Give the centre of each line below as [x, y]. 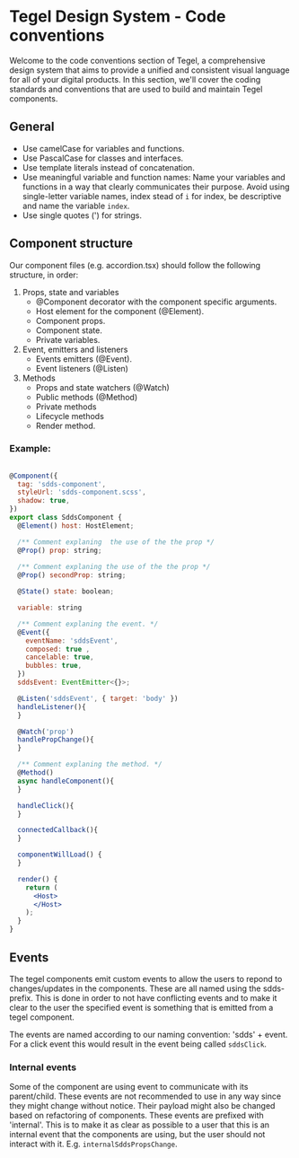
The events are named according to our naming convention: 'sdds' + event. [149, 1034]
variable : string [50, 608]
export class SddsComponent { [66, 518]
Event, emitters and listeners [75, 349]
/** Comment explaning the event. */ [88, 624]
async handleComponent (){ [66, 781]
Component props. [70, 320]
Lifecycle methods [70, 416]
